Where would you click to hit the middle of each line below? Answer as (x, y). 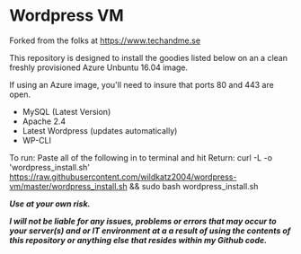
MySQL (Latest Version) (66, 111)
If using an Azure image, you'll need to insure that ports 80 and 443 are (142, 84)
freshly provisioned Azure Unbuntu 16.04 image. (99, 67)
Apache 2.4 (44, 121)
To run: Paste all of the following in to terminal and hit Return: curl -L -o (141, 157)
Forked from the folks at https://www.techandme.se (105, 40)
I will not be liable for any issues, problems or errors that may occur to (143, 221)
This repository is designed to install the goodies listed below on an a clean (148, 57)
